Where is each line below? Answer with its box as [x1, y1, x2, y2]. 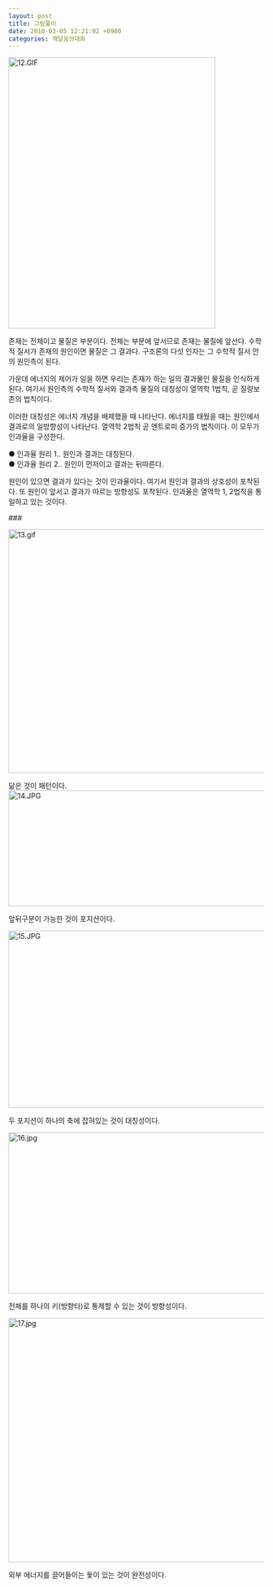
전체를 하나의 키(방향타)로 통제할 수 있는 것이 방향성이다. [8, 1302, 187, 1311]
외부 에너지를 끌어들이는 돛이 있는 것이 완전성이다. [8, 1570, 167, 1580]
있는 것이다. [29, 497, 67, 507]
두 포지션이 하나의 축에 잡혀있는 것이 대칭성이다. [8, 1115, 161, 1126]
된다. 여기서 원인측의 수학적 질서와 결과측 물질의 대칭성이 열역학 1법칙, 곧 [8, 384, 239, 394]
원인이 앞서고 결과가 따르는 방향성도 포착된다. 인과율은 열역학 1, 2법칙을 [27, 487, 253, 497]
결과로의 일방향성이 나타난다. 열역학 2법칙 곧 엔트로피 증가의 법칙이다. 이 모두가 [8, 422, 260, 432]
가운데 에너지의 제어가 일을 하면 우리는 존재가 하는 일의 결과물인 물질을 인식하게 [8, 374, 260, 384]
